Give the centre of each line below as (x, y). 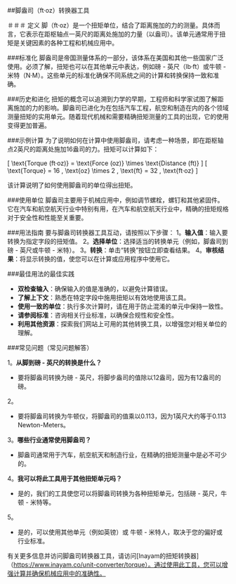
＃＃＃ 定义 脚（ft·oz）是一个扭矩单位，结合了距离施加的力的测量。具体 (111, 25)
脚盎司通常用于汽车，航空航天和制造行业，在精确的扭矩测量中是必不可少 (122, 455)
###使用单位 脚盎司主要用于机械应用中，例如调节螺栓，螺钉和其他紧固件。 (116, 200)
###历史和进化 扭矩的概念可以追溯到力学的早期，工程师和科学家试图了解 (112, 99)
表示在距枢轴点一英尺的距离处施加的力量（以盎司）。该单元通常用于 (123, 34)
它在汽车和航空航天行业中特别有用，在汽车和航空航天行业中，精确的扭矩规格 (118, 209)
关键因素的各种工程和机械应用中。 (68, 43)
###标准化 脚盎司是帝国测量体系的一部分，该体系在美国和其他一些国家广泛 (116, 58)
